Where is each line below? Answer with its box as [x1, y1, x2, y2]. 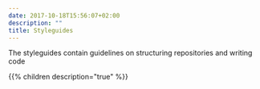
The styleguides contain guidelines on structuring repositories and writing [8, 48, 253, 58]
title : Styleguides [8, 26, 74, 34]
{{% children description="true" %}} [8, 72, 128, 82]
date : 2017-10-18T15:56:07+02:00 [8, 11, 120, 20]
